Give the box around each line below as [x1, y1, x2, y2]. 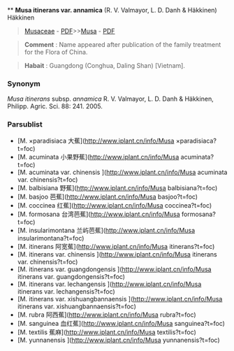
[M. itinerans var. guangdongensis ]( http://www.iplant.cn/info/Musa [17, 265, 212, 273]
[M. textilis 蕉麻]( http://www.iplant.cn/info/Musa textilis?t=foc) [17, 328, 197, 336]
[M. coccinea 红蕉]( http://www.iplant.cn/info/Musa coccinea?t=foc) [17, 201, 212, 209]
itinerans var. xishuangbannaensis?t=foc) [17, 302, 136, 310]
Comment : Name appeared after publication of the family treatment [24, 41, 221, 48]
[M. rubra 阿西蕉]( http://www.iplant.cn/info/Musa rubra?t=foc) [17, 310, 197, 319]
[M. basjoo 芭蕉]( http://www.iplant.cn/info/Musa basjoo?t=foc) [17, 192, 198, 201]
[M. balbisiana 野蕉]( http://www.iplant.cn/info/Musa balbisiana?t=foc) [17, 183, 218, 192]
